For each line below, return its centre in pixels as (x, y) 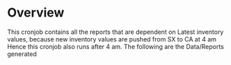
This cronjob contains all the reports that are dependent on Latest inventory (115, 32)
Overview (36, 13)
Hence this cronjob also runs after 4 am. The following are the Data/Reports (115, 46)
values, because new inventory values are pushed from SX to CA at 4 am (112, 39)
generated (22, 54)
